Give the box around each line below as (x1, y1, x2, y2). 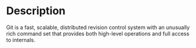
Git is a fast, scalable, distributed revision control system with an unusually (6, 24, 190, 31)
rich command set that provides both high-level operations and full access (6, 30, 189, 37)
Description (6, 4, 66, 18)
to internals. (6, 36, 36, 43)
